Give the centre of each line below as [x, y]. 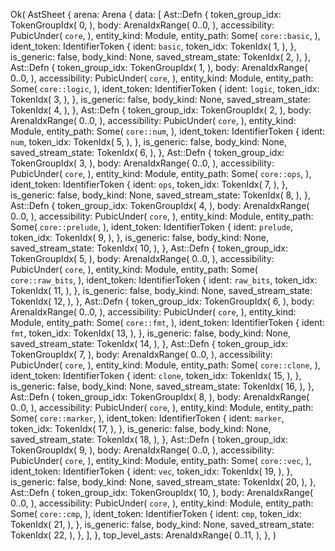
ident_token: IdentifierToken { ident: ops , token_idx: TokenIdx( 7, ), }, [149, 184]
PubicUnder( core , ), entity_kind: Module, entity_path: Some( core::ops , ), [161, 173]
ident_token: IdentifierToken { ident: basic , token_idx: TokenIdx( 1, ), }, [153, 46]
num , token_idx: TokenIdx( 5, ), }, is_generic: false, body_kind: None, [148, 142]
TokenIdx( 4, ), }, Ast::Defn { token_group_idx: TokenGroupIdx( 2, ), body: [161, 110]
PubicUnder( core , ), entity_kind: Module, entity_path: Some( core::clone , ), [165, 365]
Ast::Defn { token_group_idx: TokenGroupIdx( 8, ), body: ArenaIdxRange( [160, 397]
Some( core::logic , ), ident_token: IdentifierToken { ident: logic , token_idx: [165, 88]
